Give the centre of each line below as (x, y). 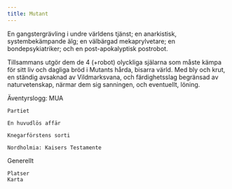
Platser (19, 173)
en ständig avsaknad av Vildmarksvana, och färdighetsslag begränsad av (113, 77)
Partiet (19, 111)
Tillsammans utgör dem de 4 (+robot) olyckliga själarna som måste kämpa (115, 62)
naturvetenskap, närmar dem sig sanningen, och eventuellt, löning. (104, 84)
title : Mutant (28, 14)
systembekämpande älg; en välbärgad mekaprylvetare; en (91, 41)
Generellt (20, 160)
